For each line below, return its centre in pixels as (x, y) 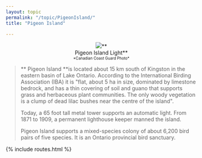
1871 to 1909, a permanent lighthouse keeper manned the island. (101, 119)
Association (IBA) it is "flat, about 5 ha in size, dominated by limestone (108, 82)
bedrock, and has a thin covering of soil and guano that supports (101, 88)
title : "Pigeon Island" (36, 23)
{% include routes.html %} (39, 150)
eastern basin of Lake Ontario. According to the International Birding (106, 76)
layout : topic (24, 12)
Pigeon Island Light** (101, 53)
